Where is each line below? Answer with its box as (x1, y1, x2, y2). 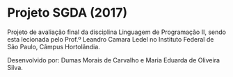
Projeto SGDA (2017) (7, 5, 127, 21)
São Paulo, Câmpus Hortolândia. (7, 42, 101, 51)
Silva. (7, 63, 23, 71)
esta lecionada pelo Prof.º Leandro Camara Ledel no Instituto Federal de (7, 35, 214, 43)
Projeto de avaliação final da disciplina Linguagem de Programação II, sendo (7, 28, 226, 36)
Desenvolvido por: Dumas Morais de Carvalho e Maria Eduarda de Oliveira (7, 55, 220, 64)
